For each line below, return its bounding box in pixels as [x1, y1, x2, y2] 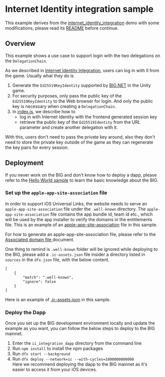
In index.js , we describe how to [12, 108, 75, 114]
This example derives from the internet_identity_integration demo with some [5, 20, 160, 26]
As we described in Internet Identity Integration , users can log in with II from [5, 67, 160, 73]
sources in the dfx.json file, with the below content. [5, 256, 110, 263]
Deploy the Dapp [5, 309, 46, 316]
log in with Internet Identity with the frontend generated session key [19, 114, 158, 120]
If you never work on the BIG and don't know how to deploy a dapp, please [5, 172, 157, 178]
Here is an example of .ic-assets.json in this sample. [5, 296, 111, 302]
